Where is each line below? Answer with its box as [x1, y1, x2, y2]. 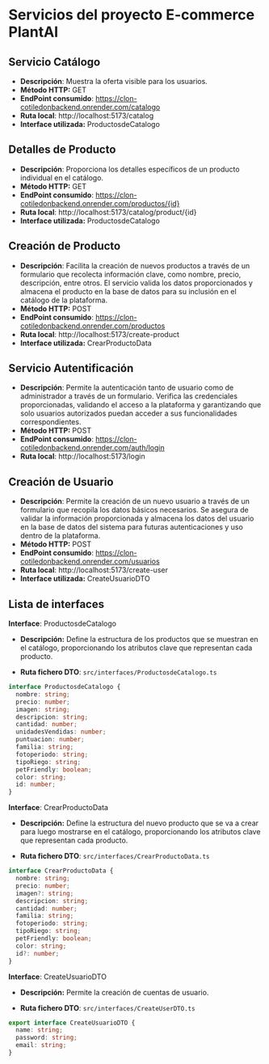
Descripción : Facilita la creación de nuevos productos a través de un [19, 260, 250, 270]
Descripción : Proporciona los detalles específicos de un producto [19, 164, 240, 174]
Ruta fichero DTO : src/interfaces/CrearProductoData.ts [19, 851, 210, 861]
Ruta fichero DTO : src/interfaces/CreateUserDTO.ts [19, 1003, 195, 1012]
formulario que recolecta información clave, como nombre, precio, [19, 269, 242, 279]
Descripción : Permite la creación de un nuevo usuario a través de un [19, 496, 250, 506]
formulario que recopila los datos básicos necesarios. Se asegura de [19, 505, 249, 515]
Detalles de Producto [8, 143, 116, 157]
